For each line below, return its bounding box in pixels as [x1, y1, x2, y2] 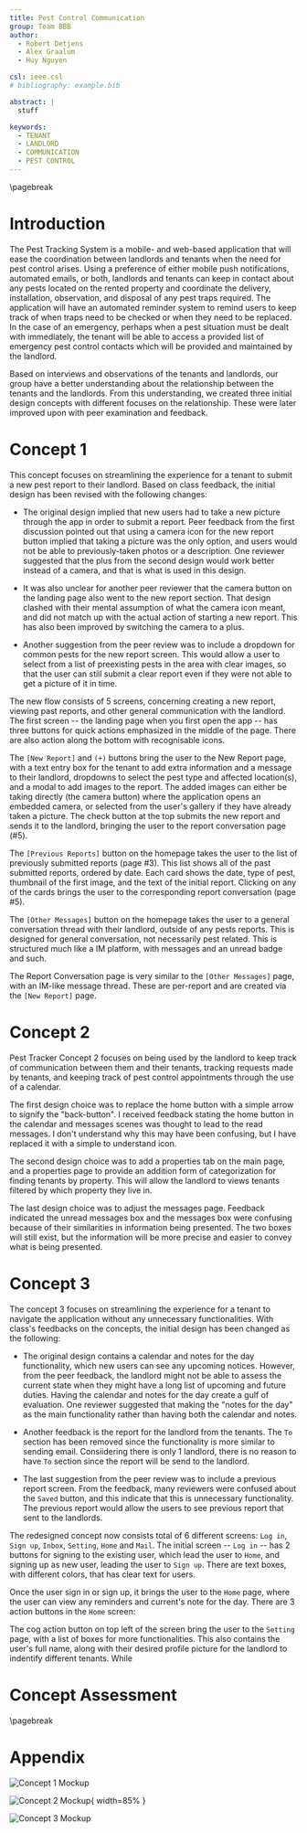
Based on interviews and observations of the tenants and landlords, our [9, 368, 279, 379]
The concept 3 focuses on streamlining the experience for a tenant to [9, 1304, 271, 1315]
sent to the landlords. [22, 1512, 103, 1523]
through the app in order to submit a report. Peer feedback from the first [22, 516, 295, 527]
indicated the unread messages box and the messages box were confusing [9, 1212, 292, 1223]
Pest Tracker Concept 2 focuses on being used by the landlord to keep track [9, 1052, 297, 1063]
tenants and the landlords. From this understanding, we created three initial [9, 388, 292, 399]
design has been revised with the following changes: [9, 488, 208, 499]
